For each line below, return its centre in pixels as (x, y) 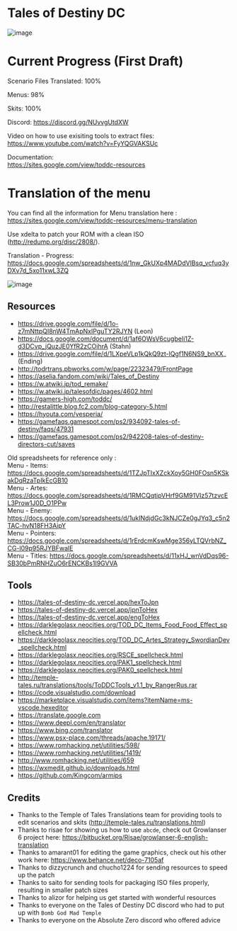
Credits (24, 797)
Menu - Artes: (28, 487)
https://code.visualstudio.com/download (76, 693)
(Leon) (144, 331)
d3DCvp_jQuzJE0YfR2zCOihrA (63, 346)
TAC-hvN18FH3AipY (36, 525)
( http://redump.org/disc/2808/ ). (54, 242)
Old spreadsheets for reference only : (62, 458)
